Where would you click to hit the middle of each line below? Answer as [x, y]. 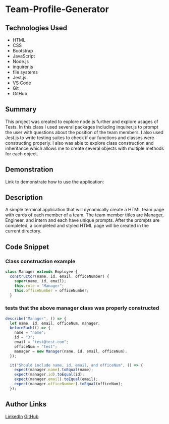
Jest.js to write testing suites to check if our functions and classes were [80, 138]
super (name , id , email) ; [40, 281]
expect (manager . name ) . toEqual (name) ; [54, 370]
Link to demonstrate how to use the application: [55, 181]
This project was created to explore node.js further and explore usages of [82, 122]
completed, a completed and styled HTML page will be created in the [77, 226]
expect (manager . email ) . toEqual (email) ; [56, 379]
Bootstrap [23, 51]
